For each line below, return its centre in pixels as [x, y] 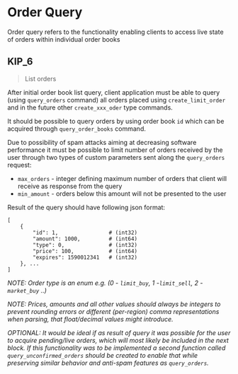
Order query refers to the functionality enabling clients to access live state [116, 32]
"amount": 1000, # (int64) [85, 239]
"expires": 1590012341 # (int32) [85, 257]
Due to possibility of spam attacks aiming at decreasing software [102, 142]
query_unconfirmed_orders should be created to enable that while [103, 355]
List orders [40, 78]
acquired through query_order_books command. [77, 129]
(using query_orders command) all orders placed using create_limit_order [117, 100]
